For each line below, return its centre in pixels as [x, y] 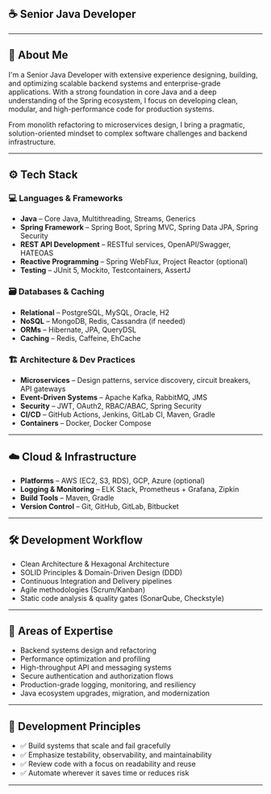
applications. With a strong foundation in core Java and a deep [113, 91]
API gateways [43, 389]
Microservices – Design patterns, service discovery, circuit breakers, [135, 380]
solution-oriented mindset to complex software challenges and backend [128, 133]
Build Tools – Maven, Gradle [67, 498]
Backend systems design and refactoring [88, 650]
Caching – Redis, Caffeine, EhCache [80, 338]
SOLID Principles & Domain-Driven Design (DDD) [101, 572]
